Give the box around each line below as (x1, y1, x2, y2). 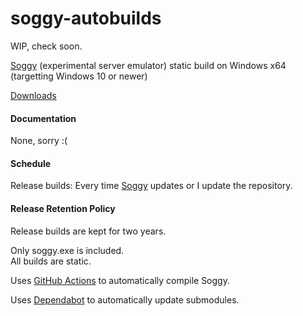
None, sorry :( (10, 135, 68, 147)
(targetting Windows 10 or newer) (10, 70, 148, 82)
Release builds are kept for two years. (10, 225, 167, 237)
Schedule (10, 157, 52, 169)
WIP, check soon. (10, 40, 83, 52)
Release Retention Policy (10, 202, 116, 214)
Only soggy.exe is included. (10, 244, 125, 256)
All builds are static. (10, 255, 92, 267)
